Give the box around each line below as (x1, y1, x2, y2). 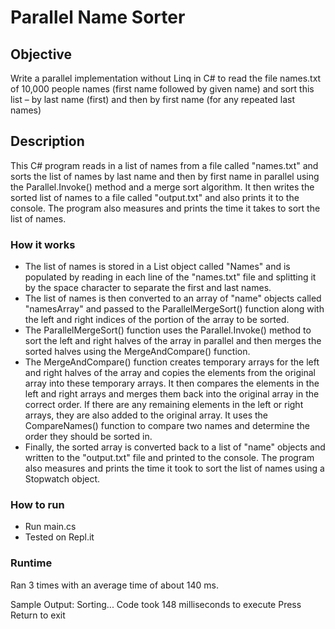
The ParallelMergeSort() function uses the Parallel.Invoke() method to (24, 324, 312, 336)
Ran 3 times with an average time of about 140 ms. (10, 579, 219, 591)
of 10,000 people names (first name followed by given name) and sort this (10, 83, 315, 95)
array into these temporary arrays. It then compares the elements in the (24, 377, 320, 390)
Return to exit (10, 609, 66, 621)
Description (10, 133, 85, 150)
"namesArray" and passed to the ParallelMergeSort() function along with (24, 303, 325, 315)
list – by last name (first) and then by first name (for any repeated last (10, 94, 296, 105)
